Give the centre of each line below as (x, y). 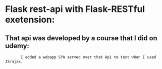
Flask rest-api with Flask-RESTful (75, 9)
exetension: (30, 20)
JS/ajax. (14, 62)
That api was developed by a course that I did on (81, 38)
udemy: (17, 46)
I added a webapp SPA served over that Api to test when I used (88, 57)
